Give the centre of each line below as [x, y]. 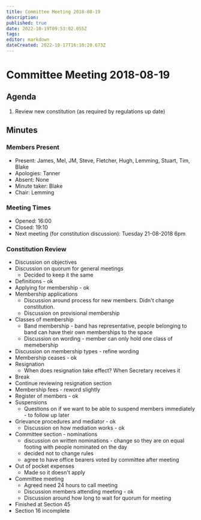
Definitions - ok [34, 281]
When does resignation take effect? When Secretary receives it [102, 371]
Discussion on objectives [46, 262]
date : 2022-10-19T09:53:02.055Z [46, 28]
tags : [13, 34]
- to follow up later [47, 415]
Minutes [22, 130]
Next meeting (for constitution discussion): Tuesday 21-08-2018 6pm [100, 233]
